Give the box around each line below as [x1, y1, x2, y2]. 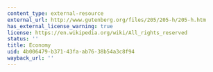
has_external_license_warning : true [7, 23, 113, 29]
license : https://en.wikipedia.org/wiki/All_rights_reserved [7, 29, 188, 36]
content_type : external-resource [7, 10, 104, 17]
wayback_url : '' [7, 55, 54, 62]
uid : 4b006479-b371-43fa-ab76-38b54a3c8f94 [7, 49, 135, 56]
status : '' [7, 36, 39, 43]
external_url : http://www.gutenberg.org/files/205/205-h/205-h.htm [7, 16, 207, 23]
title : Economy [7, 42, 51, 49]
